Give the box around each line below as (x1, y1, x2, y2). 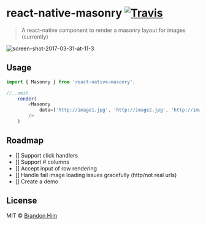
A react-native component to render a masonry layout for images (21, 26, 186, 34)
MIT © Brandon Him (6, 212, 57, 219)
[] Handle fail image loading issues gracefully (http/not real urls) (15, 171, 177, 178)
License (6, 196, 37, 206)
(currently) (21, 32, 48, 40)
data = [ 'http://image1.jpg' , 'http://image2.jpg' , (39, 107, 169, 113)
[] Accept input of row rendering (15, 164, 97, 172)
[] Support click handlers (15, 151, 78, 159)
